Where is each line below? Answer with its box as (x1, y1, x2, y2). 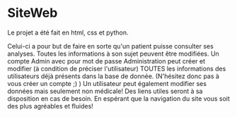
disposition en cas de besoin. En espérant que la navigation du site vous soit (7, 94, 230, 103)
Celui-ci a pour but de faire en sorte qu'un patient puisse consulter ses (7, 42, 214, 50)
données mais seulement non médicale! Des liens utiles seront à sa (7, 87, 203, 95)
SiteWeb (7, 5, 58, 21)
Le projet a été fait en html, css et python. (7, 28, 129, 37)
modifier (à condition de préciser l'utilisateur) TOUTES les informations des (7, 64, 226, 73)
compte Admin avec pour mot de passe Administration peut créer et (7, 56, 206, 65)
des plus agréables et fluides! (7, 101, 93, 110)
